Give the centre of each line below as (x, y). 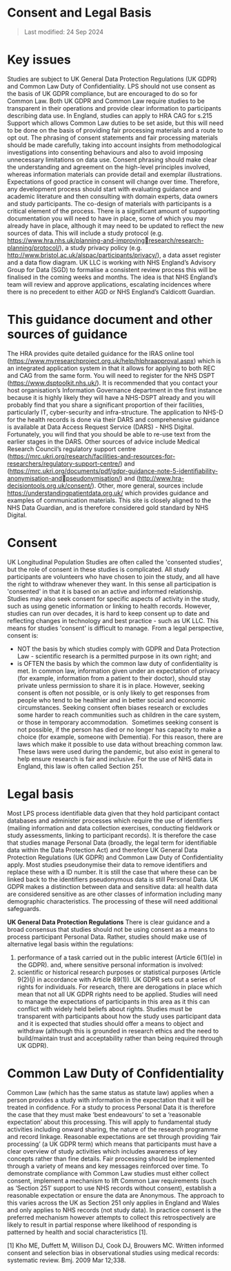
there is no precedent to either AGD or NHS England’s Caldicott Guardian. (111, 292)
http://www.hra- (162, 478)
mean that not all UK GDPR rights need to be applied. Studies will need (118, 994)
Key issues (39, 60)
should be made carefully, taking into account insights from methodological (114, 145)
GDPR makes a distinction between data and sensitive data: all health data (112, 886)
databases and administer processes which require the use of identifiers (110, 821)
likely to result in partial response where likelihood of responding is (102, 1225)
